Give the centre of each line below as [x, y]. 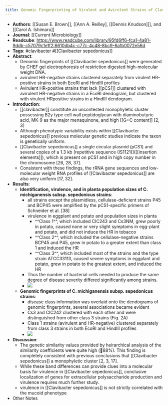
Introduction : [26, 104]
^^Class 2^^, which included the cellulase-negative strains [94, 237]
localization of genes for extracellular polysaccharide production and [91, 377]
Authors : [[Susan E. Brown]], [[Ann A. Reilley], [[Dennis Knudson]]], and [87, 24]
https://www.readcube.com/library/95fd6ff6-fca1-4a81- [94, 40]
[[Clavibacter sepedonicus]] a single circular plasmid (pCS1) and [86, 146]
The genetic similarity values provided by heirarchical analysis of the [90, 345]
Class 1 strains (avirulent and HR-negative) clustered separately [93, 323]
